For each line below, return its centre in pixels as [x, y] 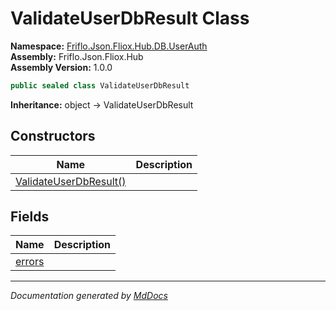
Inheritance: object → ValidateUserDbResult [102, 104]
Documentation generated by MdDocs [89, 296]
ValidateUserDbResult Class [130, 18]
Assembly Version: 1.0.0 [61, 67]
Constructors [53, 136]
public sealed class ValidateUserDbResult [100, 85]
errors [30, 262]
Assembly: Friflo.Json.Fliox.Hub [77, 56]
